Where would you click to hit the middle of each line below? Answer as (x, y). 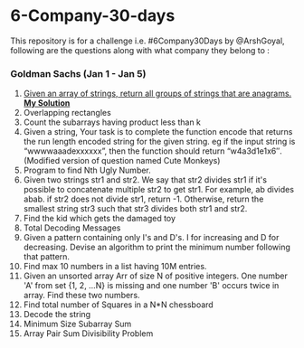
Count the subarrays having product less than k (112, 122)
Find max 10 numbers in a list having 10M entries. (115, 267)
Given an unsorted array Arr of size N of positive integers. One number (155, 276)
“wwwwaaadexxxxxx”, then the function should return (124, 151)
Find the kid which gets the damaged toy (99, 219)
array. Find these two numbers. (81, 296)
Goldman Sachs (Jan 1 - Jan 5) (78, 73)
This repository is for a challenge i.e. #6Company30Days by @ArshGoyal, (147, 41)
